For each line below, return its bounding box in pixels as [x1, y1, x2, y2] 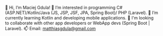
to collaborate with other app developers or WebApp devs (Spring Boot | [5, 20, 150, 26]
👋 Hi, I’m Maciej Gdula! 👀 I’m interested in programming [5, 5, 116, 10]
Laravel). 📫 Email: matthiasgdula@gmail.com [5, 26, 96, 31]
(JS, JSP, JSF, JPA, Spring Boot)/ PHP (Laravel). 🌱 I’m [51, 10, 158, 16]
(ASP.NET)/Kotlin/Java [5, 10, 50, 16]
